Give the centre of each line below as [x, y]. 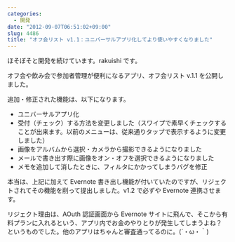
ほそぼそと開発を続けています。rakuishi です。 [74, 61]
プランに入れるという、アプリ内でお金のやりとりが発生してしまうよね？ [117, 223]
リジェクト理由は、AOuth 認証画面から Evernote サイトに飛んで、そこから [115, 214]
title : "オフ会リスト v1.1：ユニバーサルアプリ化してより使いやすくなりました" [110, 40]
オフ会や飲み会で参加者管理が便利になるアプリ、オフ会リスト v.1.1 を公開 [113, 76]
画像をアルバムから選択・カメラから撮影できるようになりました [109, 149]
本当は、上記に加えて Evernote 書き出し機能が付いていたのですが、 [105, 182]
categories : [25, 14]
